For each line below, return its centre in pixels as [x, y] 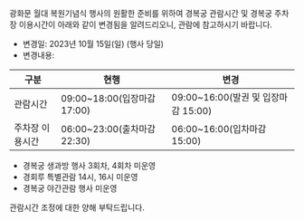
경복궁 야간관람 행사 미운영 [70, 188]
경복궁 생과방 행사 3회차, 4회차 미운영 [89, 165]
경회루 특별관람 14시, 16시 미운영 [80, 177]
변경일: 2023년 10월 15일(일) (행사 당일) [93, 44]
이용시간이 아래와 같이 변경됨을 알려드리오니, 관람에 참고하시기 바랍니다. [146, 24]
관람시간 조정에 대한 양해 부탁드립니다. [77, 207]
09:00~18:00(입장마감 [108, 98]
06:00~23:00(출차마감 [108, 129]
